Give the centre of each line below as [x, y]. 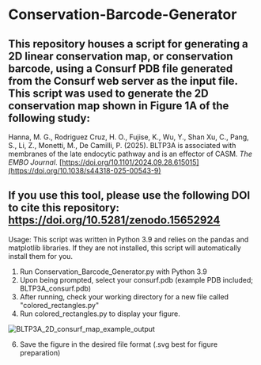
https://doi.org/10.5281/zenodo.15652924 [114, 221]
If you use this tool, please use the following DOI [129, 196]
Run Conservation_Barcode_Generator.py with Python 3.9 [113, 272]
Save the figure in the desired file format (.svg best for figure [119, 344]
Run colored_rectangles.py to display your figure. [100, 314]
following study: [49, 118]
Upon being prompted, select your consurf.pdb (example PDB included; [136, 279]
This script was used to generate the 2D [108, 93]
